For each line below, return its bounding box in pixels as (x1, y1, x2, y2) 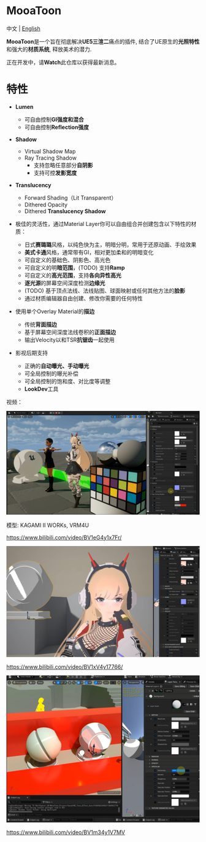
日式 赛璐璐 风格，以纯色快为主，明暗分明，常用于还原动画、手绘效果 (24, 241, 197, 248)
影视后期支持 (15, 349, 48, 356)
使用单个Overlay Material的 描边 (15, 308, 95, 315)
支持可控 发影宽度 (33, 169, 77, 176)
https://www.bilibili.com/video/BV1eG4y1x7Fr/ (6, 534, 122, 541)
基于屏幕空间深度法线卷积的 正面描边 (24, 328, 116, 335)
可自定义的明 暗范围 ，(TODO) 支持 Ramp (24, 263, 125, 271)
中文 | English (6, 25, 41, 32)
